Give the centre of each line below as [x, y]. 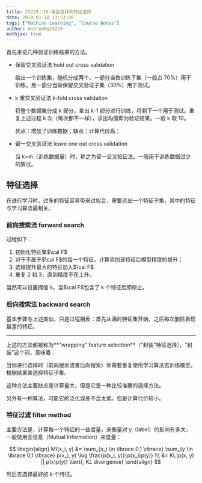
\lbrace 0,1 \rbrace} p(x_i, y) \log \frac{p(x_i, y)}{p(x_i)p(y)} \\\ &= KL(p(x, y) [101, 455]
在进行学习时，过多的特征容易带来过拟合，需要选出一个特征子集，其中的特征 [101, 200]
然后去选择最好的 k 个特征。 [41, 474]
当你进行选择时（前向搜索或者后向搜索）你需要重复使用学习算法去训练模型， [101, 365]
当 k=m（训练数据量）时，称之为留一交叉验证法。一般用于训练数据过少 [103, 156]
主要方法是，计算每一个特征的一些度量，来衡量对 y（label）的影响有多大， [99, 429]
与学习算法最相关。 [30, 208]
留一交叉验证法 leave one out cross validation [71, 144]
